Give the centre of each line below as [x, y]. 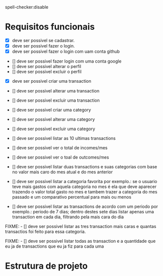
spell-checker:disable [27, 7]
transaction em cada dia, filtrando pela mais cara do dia [68, 217]
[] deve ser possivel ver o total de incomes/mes [60, 148]
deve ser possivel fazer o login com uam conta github [66, 51]
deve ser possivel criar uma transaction [52, 81]
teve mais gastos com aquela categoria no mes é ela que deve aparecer [84, 187]
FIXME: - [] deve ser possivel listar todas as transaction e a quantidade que [80, 241]
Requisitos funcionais [50, 27]
